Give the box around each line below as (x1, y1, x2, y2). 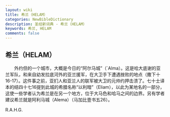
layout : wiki (5, 7, 33, 13)
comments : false (5, 31, 39, 36)
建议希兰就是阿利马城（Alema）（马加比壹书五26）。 (5, 96, 113, 102)
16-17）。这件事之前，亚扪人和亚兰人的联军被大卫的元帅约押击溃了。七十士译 (5, 78, 165, 84)
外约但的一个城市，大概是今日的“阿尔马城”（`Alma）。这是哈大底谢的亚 (14, 65, 161, 71)
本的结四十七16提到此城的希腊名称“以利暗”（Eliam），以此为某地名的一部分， (5, 84, 165, 90)
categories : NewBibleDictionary (5, 17, 73, 22)
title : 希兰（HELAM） (5, 12, 48, 17)
